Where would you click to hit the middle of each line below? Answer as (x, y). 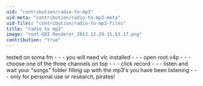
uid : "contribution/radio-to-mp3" (50, 12)
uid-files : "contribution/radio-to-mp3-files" (66, 23)
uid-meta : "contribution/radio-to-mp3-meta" (63, 18)
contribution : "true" (34, 40)
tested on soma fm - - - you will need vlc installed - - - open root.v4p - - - (98, 57)
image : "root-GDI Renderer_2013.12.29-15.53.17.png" (74, 35)
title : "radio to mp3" (35, 29)
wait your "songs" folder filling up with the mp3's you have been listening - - (102, 70)
